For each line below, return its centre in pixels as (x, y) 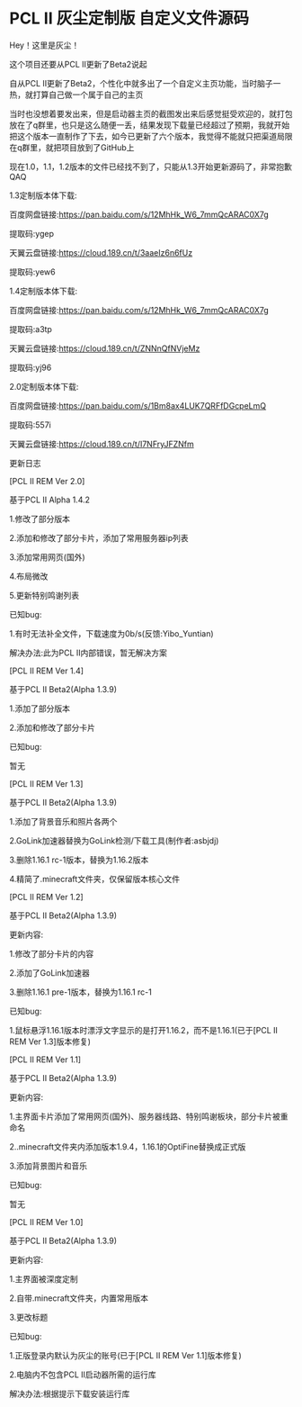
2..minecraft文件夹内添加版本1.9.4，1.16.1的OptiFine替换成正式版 (128, 1146)
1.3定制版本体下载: (44, 195)
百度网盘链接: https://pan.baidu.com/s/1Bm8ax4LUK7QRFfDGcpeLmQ (138, 405)
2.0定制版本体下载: (44, 386)
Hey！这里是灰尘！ (44, 45)
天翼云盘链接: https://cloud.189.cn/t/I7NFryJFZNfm (102, 444)
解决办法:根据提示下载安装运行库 (70, 1393)
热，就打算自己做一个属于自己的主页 (76, 95)
